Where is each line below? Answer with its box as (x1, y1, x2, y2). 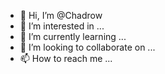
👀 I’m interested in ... (19, 20, 105, 32)
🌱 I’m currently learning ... (19, 31, 127, 42)
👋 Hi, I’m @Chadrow (19, 10, 103, 21)
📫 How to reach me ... (19, 53, 113, 64)
